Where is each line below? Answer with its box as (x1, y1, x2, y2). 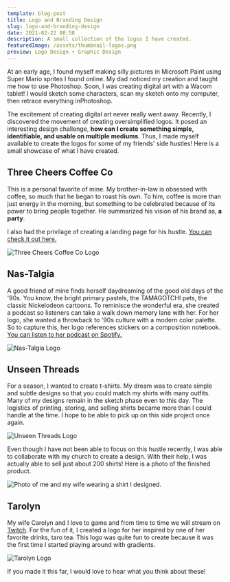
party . (7, 214, 25, 222)
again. (7, 418, 25, 427)
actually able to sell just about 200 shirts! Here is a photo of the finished (7, 459, 211, 468)
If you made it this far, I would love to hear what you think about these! (7, 568, 206, 576)
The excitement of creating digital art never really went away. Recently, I (7, 110, 211, 118)
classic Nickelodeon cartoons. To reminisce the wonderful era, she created (7, 301, 220, 309)
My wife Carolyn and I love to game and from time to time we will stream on (7, 519, 221, 527)
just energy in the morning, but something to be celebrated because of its (7, 199, 216, 207)
